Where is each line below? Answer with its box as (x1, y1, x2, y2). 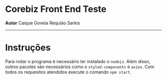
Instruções (5, 42, 51, 53)
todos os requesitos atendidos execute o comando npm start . (5, 69, 132, 75)
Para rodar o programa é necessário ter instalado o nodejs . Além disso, (5, 58, 151, 64)
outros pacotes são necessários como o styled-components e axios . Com (5, 64, 155, 70)
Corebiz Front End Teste (5, 3, 107, 15)
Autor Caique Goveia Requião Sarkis (5, 20, 81, 26)
